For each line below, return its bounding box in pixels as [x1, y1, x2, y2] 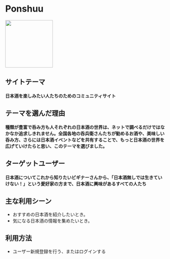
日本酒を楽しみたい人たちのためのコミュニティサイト [5, 93, 116, 99]
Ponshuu [5, 3, 44, 15]
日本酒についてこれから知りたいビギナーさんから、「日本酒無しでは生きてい [5, 174, 163, 180]
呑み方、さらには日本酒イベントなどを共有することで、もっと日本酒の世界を [5, 137, 165, 143]
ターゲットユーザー [5, 159, 65, 168]
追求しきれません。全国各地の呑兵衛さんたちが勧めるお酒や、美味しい [18, 130, 165, 137]
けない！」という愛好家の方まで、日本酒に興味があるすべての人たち [5, 181, 147, 187]
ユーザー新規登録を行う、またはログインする [12, 248, 106, 254]
